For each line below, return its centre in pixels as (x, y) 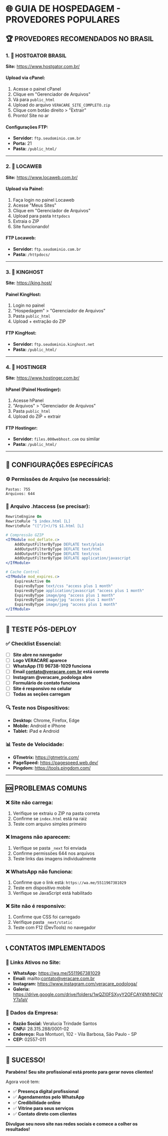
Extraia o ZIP (26, 221)
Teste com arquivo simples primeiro (50, 824)
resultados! (18, 1129)
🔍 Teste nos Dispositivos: (38, 708)
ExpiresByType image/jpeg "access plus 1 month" (66, 605)
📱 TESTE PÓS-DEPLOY (41, 629)
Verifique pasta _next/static (43, 922)
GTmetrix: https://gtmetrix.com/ (46, 757)
